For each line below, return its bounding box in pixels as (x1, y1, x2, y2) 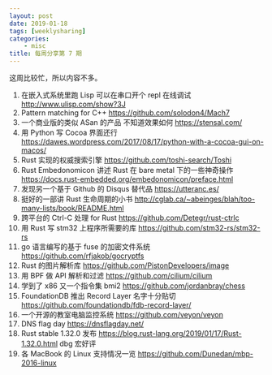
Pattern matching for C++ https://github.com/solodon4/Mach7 (20, 108, 231, 118)
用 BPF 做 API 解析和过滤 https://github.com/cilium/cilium (20, 271, 213, 280)
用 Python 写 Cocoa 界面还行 (20, 127, 119, 137)
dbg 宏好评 (58, 338, 97, 348)
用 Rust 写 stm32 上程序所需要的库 (20, 223, 137, 232)
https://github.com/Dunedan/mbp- (137, 349, 254, 358)
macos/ (20, 145, 47, 155)
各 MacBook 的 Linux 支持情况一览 (20, 349, 136, 358)
